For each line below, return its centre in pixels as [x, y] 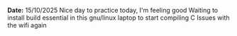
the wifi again [27, 25]
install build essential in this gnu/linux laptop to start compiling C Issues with [118, 18]
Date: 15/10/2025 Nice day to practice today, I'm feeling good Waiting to [113, 10]
